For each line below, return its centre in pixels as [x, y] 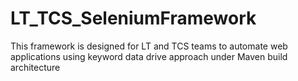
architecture [35, 67]
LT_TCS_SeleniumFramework [133, 18]
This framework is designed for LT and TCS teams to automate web [149, 46]
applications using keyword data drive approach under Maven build [149, 56]
